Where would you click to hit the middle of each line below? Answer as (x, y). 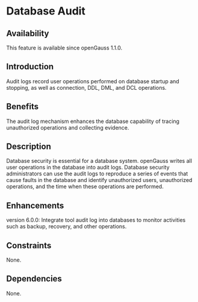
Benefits (23, 107)
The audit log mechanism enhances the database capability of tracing (93, 121)
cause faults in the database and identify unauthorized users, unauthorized (99, 180)
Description (29, 147)
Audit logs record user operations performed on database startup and (93, 81)
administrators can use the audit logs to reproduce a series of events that (97, 174)
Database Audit (46, 11)
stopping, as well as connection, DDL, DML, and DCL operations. (86, 87)
